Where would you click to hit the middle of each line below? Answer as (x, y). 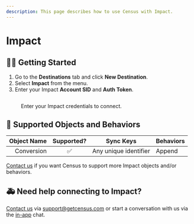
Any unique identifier (121, 151)
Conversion (31, 151)
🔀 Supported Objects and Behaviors (73, 125)
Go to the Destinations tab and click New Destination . (81, 77)
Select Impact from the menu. (51, 83)
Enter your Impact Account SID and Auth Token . (74, 89)
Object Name (28, 141)
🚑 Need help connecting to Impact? (74, 191)
